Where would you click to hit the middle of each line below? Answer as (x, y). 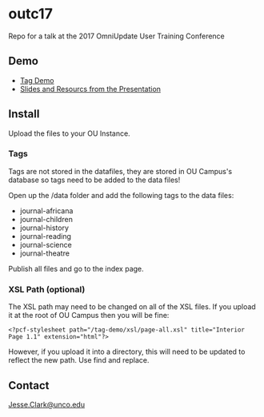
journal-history (44, 228)
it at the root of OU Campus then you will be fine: (89, 316)
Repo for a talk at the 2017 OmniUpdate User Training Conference (117, 36)
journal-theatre (45, 253)
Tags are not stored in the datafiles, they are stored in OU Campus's (120, 171)
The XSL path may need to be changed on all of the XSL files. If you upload (132, 307)
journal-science (46, 244)
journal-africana (46, 210)
